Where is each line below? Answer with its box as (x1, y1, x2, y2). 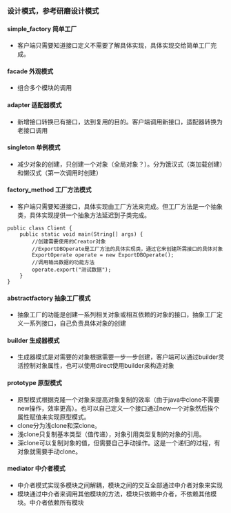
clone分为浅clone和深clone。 (17, 421, 101, 429)
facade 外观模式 (7, 67, 54, 75)
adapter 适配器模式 (7, 100, 62, 109)
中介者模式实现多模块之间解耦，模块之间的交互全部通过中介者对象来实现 (17, 481, 223, 489)
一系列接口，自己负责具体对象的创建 (23, 319, 126, 328)
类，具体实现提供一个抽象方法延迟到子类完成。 (17, 211, 150, 219)
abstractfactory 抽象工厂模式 (7, 294, 91, 302)
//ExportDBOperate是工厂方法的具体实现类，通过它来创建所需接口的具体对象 (32, 245, 223, 252)
